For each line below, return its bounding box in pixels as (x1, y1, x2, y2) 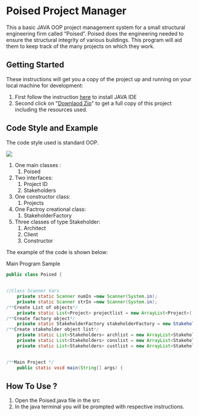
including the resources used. (14, 105, 88, 113)
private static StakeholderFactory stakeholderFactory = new (17, 321, 171, 327)
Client (23, 231, 38, 238)
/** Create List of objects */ (6, 304, 78, 311)
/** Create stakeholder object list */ (6, 327, 99, 332)
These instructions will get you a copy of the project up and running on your (6, 75, 191, 82)
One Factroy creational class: (14, 206, 86, 213)
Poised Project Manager (6, 4, 127, 18)
